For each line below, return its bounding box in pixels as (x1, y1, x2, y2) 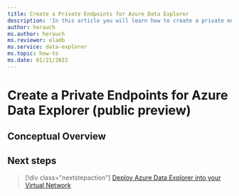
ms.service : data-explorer (7, 43, 87, 50)
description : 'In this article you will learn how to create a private (7, 17, 224, 24)
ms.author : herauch (7, 30, 65, 38)
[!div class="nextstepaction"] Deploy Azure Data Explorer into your (24, 173, 221, 182)
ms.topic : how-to (7, 50, 59, 58)
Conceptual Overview (7, 131, 107, 143)
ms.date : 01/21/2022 (7, 57, 69, 64)
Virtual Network (24, 181, 71, 190)
